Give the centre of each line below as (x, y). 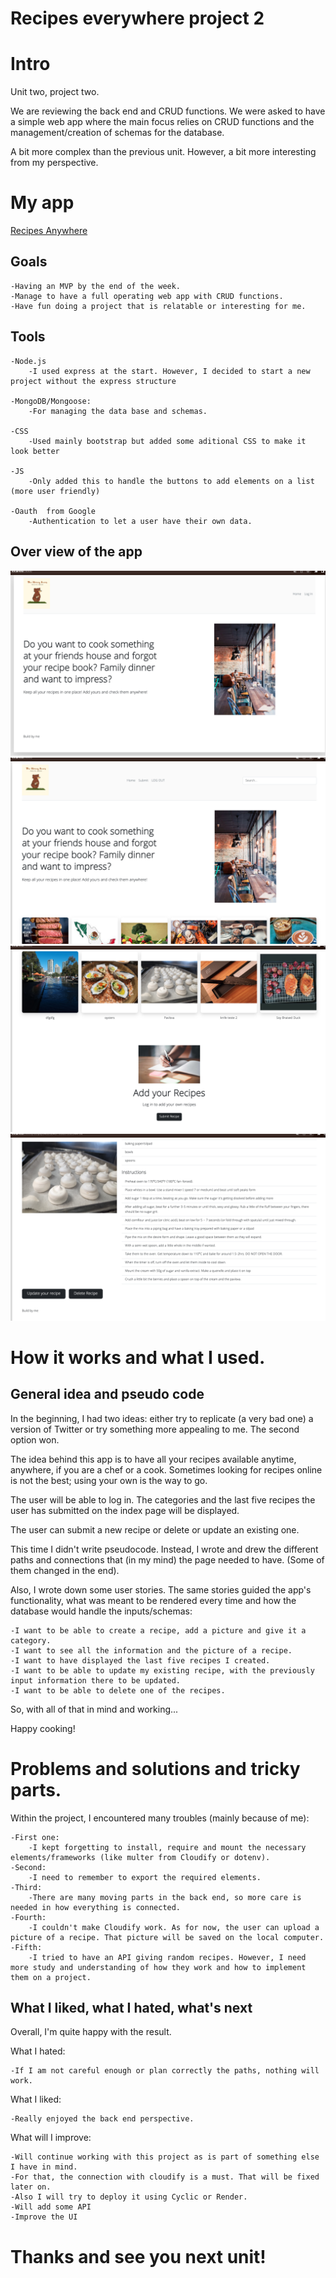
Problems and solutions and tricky (155, 1768)
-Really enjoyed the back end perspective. (102, 2119)
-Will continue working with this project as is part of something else (165, 2157)
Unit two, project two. (55, 92)
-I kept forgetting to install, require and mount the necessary (167, 1847)
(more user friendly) (55, 491)
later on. (31, 2187)
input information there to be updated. (96, 1680)
